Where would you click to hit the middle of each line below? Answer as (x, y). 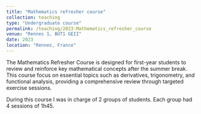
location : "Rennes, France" (41, 46)
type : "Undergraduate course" (44, 23)
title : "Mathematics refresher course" (56, 12)
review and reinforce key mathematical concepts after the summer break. (97, 68)
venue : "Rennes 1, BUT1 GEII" (44, 34)
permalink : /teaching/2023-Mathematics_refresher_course (79, 28)
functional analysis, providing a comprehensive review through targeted (95, 81)
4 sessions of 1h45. (30, 106)
